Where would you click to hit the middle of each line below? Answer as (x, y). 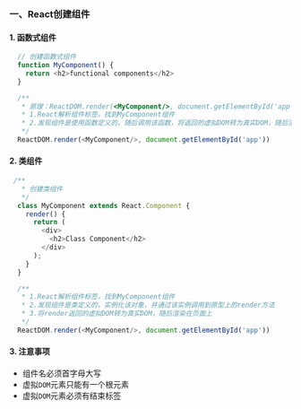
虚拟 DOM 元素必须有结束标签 (72, 396)
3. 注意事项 (30, 352)
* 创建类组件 (42, 189)
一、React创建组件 (50, 13)
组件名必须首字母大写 (61, 373)
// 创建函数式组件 (47, 57)
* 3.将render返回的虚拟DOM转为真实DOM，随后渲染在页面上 (116, 314)
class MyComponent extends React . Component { (104, 205)
